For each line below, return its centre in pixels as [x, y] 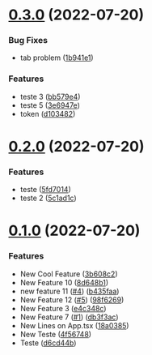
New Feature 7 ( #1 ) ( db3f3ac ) [69, 317]
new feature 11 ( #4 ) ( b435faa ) [70, 291]
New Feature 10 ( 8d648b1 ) [64, 282]
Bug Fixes [28, 41]
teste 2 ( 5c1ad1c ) [48, 198]
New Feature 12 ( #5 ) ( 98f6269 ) [72, 299]
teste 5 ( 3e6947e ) [50, 105]
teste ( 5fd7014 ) [45, 190]
